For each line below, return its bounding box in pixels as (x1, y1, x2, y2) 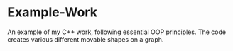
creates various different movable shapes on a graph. (7, 35, 164, 43)
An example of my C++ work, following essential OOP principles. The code (7, 28, 226, 36)
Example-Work (7, 4, 98, 21)
